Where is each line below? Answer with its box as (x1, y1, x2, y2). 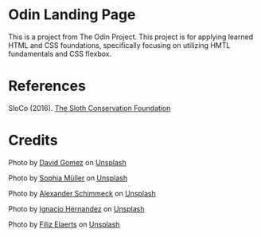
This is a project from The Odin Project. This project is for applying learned (8, 32, 253, 41)
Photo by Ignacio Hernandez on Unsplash (8, 203, 145, 213)
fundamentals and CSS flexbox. (8, 49, 112, 58)
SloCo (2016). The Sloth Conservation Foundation (8, 103, 171, 113)
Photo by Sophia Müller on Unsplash (8, 173, 128, 183)
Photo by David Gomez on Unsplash (8, 157, 127, 167)
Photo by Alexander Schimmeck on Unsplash (8, 188, 157, 198)
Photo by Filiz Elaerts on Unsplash (8, 219, 120, 229)
